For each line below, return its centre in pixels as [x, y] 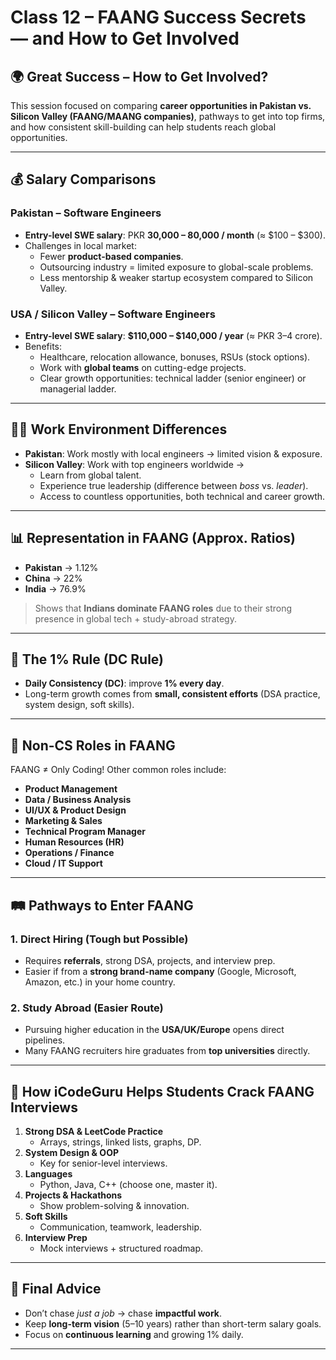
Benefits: [43, 346]
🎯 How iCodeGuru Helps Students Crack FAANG [162, 1091]
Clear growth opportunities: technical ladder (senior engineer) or [173, 378]
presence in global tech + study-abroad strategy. [135, 618]
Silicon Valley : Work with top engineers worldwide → [134, 464]
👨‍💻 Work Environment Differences [119, 429]
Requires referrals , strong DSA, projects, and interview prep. [150, 960]
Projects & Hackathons [73, 1195]
